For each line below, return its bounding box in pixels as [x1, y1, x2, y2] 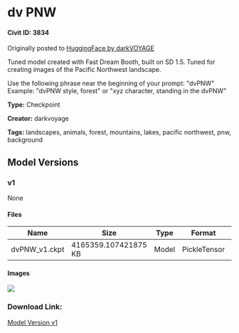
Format [191, 228, 216, 238]
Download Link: [7, 302, 63, 312]
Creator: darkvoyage [7, 115, 69, 123]
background [7, 136, 43, 144]
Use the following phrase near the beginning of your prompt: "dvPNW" [7, 79, 215, 88]
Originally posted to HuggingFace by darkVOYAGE [7, 44, 155, 53]
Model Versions [7, 156, 79, 168]
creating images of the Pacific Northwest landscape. [7, 65, 161, 74]
